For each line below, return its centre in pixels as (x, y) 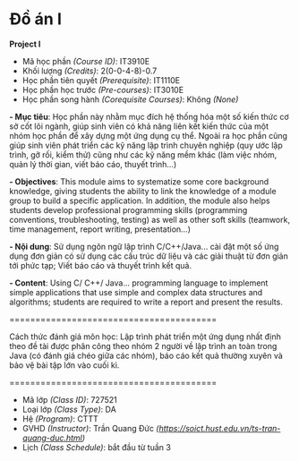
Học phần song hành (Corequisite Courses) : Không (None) (130, 99)
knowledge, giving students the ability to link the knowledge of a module (143, 191)
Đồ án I (36, 19)
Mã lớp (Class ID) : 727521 (70, 399)
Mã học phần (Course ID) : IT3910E (86, 61)
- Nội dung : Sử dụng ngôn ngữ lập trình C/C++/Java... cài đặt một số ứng (144, 246)
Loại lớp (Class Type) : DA (69, 409)
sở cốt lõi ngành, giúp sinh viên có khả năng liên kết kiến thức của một (139, 126)
